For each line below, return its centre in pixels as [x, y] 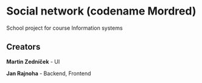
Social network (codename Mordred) [101, 11]
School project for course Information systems [64, 28]
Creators [23, 47]
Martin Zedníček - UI [33, 61]
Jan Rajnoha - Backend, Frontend [49, 73]
